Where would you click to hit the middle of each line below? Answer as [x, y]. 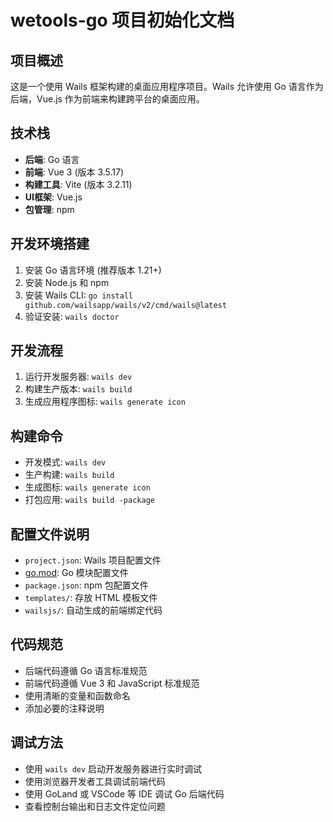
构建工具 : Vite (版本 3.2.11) [78, 184]
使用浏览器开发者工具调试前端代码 [95, 781]
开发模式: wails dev [65, 462]
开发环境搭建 [50, 244]
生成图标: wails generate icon [87, 487]
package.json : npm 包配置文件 [86, 585]
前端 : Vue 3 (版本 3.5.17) [74, 172]
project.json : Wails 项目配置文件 [93, 560]
